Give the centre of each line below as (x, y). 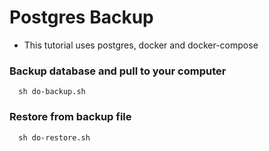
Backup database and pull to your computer (118, 71)
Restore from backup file (70, 117)
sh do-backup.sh (52, 92)
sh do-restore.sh (54, 137)
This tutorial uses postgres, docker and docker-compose (141, 45)
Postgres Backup (81, 17)
